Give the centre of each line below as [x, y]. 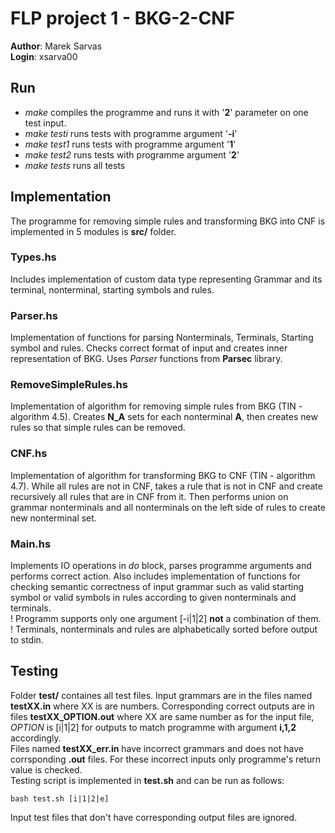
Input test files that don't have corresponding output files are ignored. [154, 817]
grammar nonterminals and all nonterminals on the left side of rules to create [168, 507]
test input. [45, 123]
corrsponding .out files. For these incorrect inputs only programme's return [165, 759]
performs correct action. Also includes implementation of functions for [155, 576]
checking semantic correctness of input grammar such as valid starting [157, 587]
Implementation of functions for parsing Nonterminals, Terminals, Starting [162, 338]
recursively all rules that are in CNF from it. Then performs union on [149, 496]
